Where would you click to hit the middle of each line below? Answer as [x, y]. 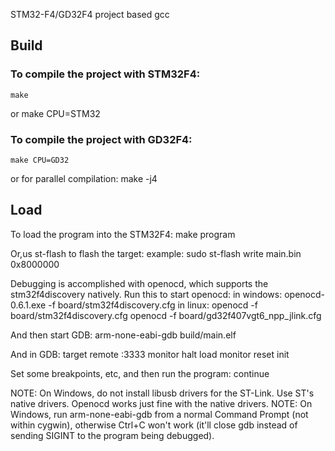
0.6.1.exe [28, 305]
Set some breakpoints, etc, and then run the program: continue [140, 373]
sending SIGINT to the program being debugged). [112, 435]
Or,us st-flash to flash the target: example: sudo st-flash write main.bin [156, 253]
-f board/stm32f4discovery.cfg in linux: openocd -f [153, 305]
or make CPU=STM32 [55, 113]
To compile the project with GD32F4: [101, 139]
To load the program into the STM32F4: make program [123, 234]
